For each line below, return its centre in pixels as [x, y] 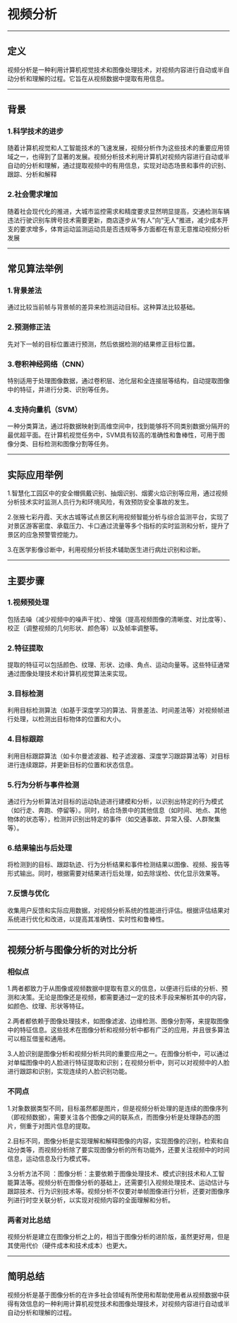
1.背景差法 [25, 291]
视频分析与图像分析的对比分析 [72, 950]
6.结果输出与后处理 [40, 847]
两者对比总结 [29, 1220]
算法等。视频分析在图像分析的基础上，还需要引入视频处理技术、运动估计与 [121, 1182]
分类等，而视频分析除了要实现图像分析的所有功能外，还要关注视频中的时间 [121, 1149]
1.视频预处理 [28, 603]
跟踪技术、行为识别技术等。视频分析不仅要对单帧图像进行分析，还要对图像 [115, 1191]
